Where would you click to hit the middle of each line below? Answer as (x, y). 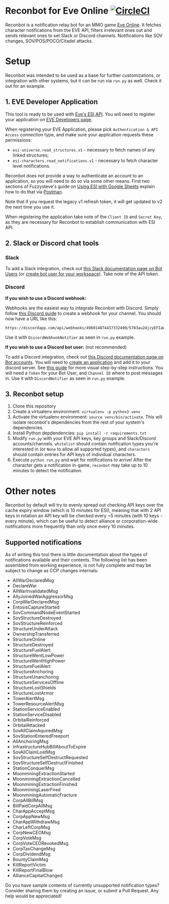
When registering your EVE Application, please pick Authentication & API (82, 129)
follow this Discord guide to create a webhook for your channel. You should (83, 313)
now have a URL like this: (31, 319)
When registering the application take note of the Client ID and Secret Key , (84, 217)
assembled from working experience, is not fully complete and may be (78, 565)
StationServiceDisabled (37, 715)
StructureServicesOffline (38, 682)
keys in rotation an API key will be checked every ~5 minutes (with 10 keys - (84, 516)
